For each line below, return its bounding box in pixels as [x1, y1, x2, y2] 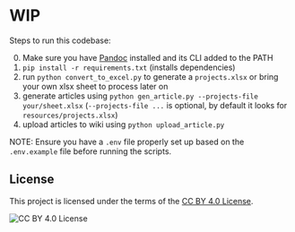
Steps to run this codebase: [9, 35, 111, 46]
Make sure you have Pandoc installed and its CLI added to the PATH [22, 52, 273, 63]
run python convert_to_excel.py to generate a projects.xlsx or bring [22, 71, 279, 82]
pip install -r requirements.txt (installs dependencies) [22, 62, 236, 73]
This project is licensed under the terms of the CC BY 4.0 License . [9, 195, 254, 206]
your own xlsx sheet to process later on [22, 81, 169, 91]
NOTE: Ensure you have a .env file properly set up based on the [9, 136, 245, 147]
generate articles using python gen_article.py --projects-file [22, 90, 258, 101]
